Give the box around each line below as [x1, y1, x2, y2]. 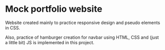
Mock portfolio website [5, 3, 103, 15]
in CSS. [5, 25, 20, 30]
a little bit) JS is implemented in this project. [5, 39, 95, 45]
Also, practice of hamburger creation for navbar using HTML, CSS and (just [5, 34, 159, 40]
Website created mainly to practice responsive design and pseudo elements [5, 20, 160, 25]
